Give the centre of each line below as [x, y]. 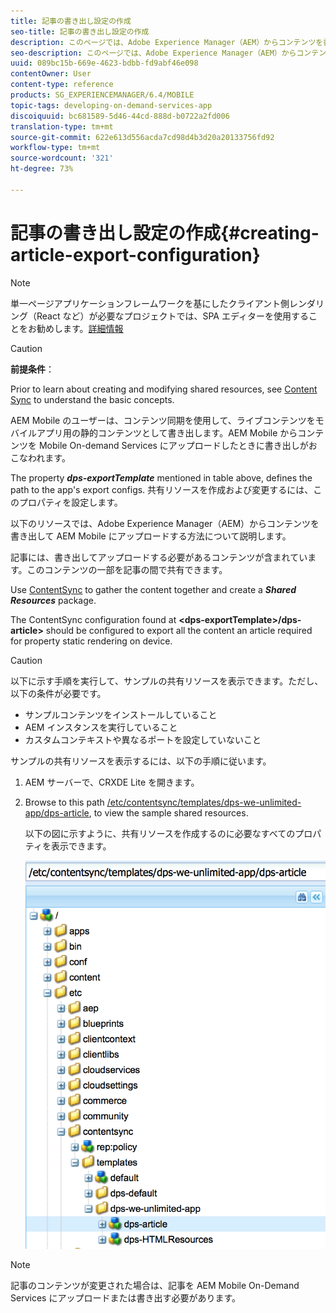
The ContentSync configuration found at [93, 619]
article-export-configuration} [135, 254]
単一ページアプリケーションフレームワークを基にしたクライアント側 [150, 303]
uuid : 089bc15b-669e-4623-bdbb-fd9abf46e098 [104, 63]
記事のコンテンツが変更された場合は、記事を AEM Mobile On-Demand [155, 1286]
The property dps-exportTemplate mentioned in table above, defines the [161, 477]
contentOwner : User [51, 74]
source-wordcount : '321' [62, 158]
